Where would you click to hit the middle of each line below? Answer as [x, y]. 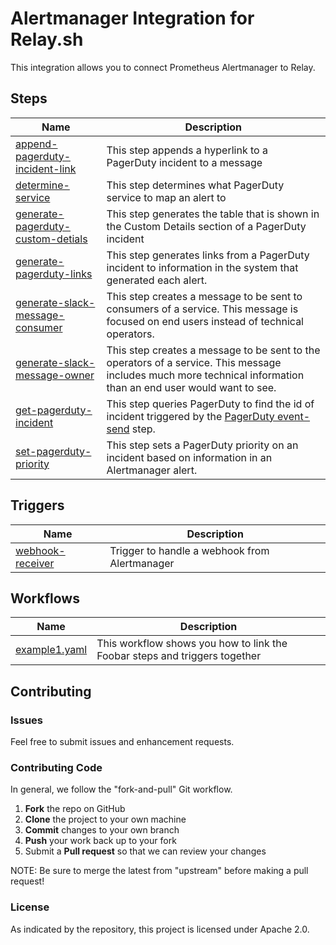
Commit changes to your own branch [102, 830]
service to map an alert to [166, 197]
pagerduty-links [54, 274]
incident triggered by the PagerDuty [190, 416]
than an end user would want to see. [191, 387]
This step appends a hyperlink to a [187, 150]
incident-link [46, 169]
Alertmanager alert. [152, 470]
